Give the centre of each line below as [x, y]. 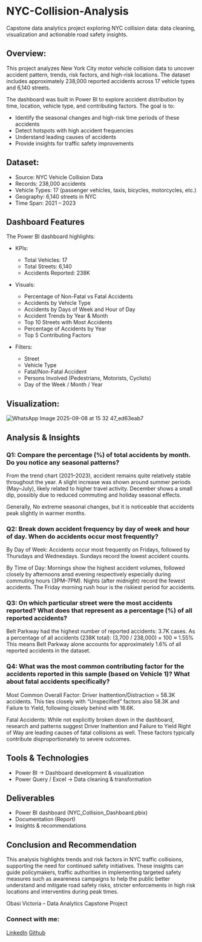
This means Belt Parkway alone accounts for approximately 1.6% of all [94, 644]
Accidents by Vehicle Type [57, 303]
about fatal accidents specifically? [58, 681]
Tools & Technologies [47, 758]
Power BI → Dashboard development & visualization [80, 773]
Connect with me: [33, 920]
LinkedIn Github [26, 932]
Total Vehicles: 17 [46, 260]
